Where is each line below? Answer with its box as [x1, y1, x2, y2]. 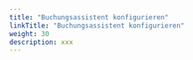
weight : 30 [9, 29, 50, 38]
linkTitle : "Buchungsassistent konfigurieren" [9, 21, 185, 30]
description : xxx [9, 37, 74, 47]
